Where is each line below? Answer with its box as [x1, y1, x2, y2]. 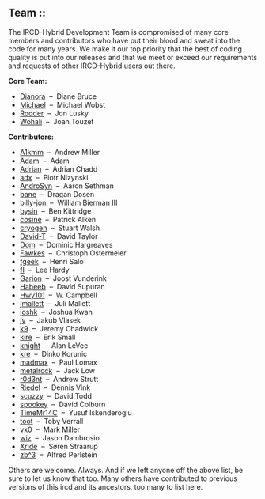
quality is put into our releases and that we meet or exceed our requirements [8, 52, 258, 62]
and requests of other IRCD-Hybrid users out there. [8, 61, 176, 70]
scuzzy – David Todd [19, 391, 93, 400]
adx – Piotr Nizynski [19, 172, 89, 182]
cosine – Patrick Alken [19, 214, 97, 224]
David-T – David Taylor [19, 231, 98, 240]
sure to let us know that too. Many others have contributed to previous [8, 474, 237, 483]
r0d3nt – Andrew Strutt [19, 374, 99, 384]
